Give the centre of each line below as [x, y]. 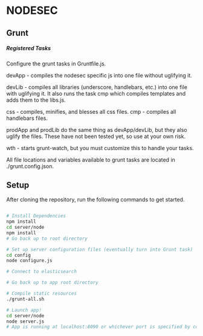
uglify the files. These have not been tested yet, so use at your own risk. [96, 136]
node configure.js [29, 261]
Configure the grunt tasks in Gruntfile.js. [56, 64]
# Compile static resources [42, 294]
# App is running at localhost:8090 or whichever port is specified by [98, 327]
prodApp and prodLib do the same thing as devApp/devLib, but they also [97, 130]
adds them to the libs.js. [36, 100]
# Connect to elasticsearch [42, 272]
